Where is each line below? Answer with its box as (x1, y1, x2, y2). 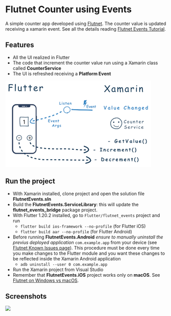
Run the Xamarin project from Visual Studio (12, 266, 104, 273)
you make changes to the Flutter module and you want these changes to (12, 250, 165, 256)
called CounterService (12, 65, 61, 71)
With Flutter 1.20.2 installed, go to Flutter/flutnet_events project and (12, 212, 160, 218)
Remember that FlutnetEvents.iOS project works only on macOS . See (12, 272, 160, 278)
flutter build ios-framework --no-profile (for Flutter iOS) (20, 223, 146, 229)
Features (5, 41, 34, 50)
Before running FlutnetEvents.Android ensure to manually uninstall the (12, 234, 163, 240)
